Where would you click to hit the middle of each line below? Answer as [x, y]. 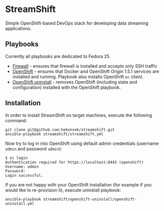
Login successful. [24, 175]
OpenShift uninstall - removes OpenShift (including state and [75, 82]
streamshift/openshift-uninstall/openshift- [90, 199]
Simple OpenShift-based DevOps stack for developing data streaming [77, 23]
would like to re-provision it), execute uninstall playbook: [63, 190]
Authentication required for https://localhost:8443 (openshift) [74, 162]
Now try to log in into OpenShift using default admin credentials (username [82, 143]
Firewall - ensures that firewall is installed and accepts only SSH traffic [85, 66]
